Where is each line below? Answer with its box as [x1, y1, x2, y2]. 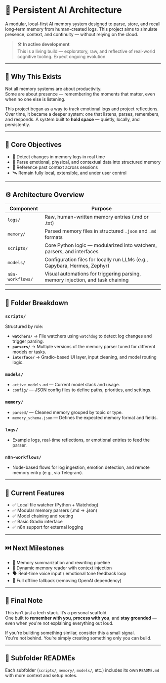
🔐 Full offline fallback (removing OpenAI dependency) [12, 577, 122, 583]
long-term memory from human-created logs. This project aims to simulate [5, 26, 158, 32]
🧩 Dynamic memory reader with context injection [12, 565, 112, 571]
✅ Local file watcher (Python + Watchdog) [12, 502, 99, 508]
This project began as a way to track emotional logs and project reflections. [5, 106, 159, 112]
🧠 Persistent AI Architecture [5, 4, 122, 16]
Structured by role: [5, 323, 43, 329]
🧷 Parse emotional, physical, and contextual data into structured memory [12, 159, 161, 165]
